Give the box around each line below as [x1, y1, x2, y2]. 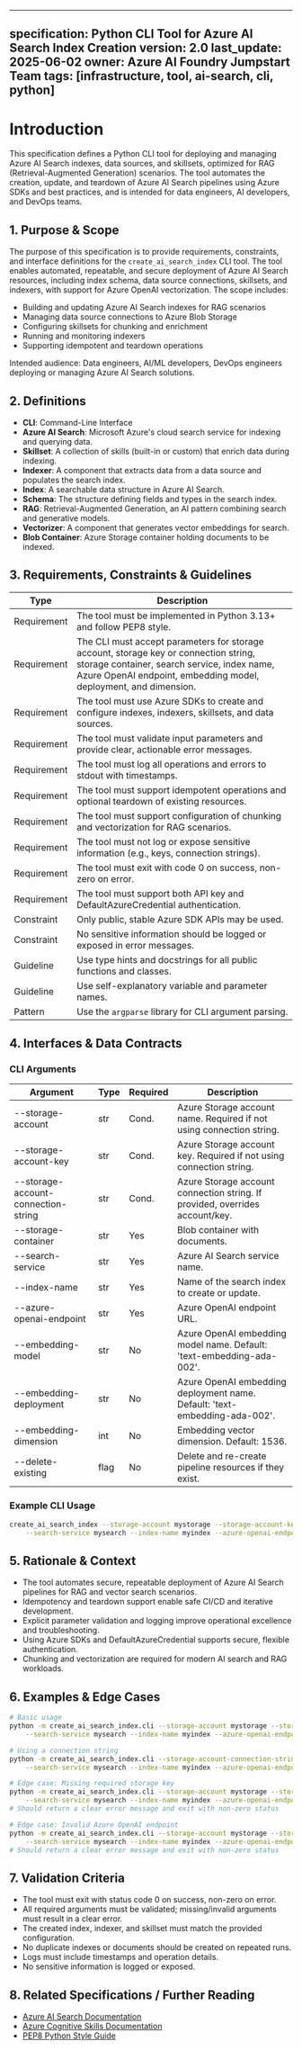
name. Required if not [176, 1112, 268, 1125]
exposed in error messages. [75, 939, 195, 951]
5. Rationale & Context [9, 1553, 137, 1569]
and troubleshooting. [22, 1625, 101, 1636]
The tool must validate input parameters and [75, 732, 263, 744]
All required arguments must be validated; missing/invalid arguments [22, 1904, 277, 1915]
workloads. [22, 1663, 65, 1674]
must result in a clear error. [22, 1913, 123, 1924]
